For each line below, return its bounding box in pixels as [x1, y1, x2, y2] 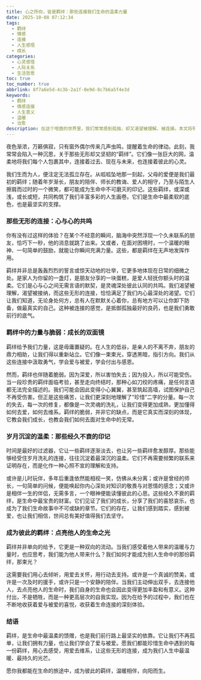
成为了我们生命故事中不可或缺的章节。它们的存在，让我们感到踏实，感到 [6, 504, 184, 512]
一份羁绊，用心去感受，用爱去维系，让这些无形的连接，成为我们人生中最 [6, 647, 184, 654]
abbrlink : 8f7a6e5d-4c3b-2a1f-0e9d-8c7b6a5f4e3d [6, 87, 130, 93]
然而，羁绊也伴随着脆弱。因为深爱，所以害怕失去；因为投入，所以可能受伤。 [6, 371, 195, 378]
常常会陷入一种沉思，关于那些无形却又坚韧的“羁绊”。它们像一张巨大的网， [6, 150, 190, 158]
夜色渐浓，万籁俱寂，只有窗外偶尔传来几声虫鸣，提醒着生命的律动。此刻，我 [6, 143, 195, 150]
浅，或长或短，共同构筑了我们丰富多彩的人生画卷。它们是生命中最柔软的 [6, 193, 184, 200]
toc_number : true [6, 81, 50, 87]
